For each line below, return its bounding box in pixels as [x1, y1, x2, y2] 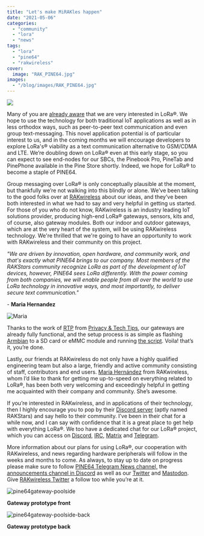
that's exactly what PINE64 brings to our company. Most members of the [7, 256, 190, 264]
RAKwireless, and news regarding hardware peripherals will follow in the [7, 450, 188, 457]
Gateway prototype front [7, 500, 71, 506]
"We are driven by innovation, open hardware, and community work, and [7, 250, 190, 257]
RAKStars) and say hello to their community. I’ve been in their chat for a [7, 413, 186, 419]
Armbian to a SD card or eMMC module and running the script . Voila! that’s [7, 337, 194, 344]
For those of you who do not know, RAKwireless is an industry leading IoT [7, 206, 191, 213]
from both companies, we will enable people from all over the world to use [7, 276, 193, 283]
